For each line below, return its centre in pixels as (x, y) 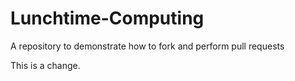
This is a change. (45, 65)
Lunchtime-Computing (107, 18)
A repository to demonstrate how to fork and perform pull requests (147, 46)
